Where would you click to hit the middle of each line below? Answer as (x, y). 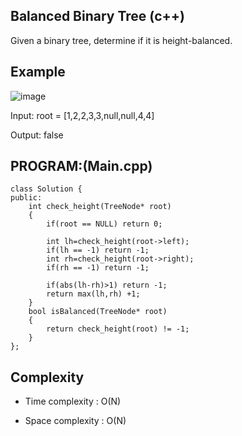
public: (26, 198)
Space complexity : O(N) (75, 421)
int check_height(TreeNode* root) (100, 207)
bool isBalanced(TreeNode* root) (98, 312)
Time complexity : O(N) (73, 401)
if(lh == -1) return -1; (98, 250)
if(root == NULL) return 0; (104, 224)
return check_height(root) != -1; (118, 329)
